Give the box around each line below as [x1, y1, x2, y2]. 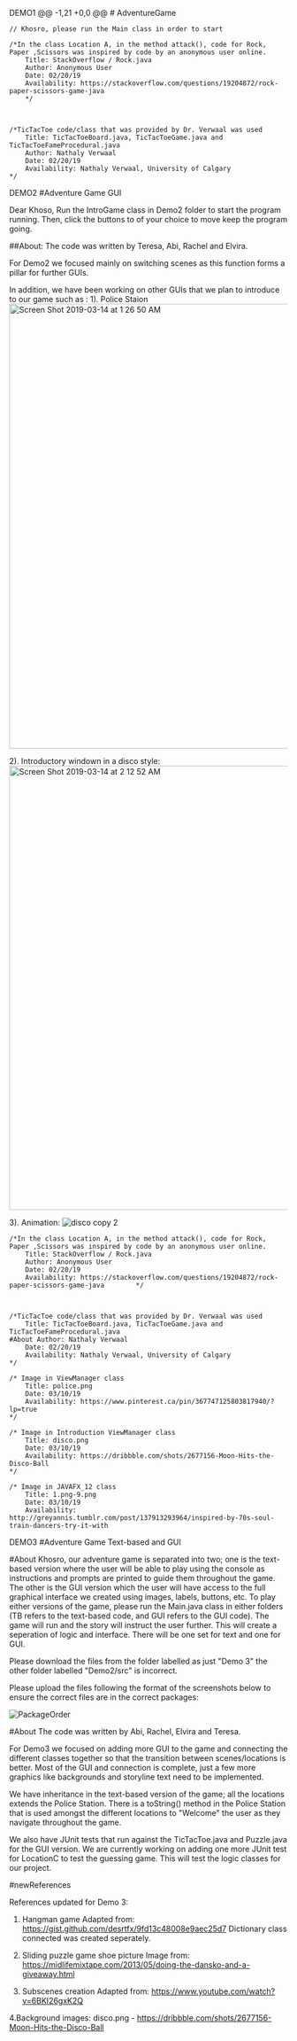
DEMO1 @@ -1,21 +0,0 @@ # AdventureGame [9, 8, 177, 18]
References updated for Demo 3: [9, 1897, 129, 1907]
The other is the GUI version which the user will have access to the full [9, 1582, 266, 1593]
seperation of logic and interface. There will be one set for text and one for [9, 1630, 281, 1640]
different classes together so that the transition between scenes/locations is [9, 1753, 286, 1763]
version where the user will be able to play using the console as [34, 1563, 265, 1574]
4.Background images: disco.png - [9, 2013, 135, 2023]
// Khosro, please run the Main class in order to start [9, 25, 224, 34]
